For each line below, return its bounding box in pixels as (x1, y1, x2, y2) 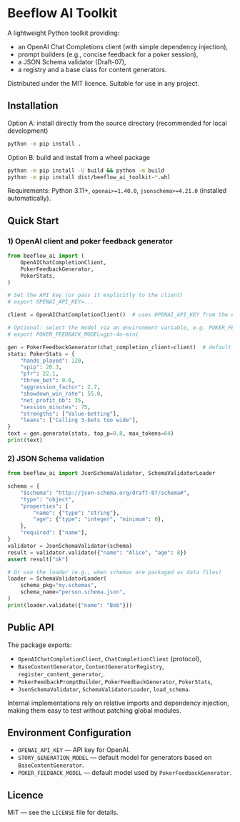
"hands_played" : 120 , (20, 357, 84, 364)
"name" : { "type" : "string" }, (33, 509, 120, 516)
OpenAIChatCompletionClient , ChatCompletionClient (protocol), (17, 654, 201, 663)
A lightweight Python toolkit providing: (7, 29, 120, 37)
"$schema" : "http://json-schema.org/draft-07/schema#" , (20, 489, 191, 496)
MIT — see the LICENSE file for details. (7, 808, 119, 817)
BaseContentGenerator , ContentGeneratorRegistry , (17, 662, 164, 671)
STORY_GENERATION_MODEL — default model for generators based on (17, 753, 212, 762)
